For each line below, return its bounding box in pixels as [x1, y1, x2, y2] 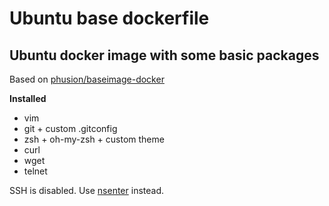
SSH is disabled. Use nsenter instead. [9, 185, 165, 196]
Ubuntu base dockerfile [9, 7, 210, 30]
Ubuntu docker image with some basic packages [9, 47, 320, 64]
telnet [23, 165, 48, 177]
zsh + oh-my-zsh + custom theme [23, 133, 165, 145]
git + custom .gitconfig [23, 123, 118, 134]
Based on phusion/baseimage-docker [9, 73, 165, 85]
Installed [9, 93, 47, 104]
